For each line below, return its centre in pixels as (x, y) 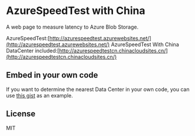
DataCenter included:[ (33, 50)
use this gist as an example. (40, 95)
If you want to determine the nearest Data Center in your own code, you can (98, 89)
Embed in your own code (52, 75)
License (21, 114)
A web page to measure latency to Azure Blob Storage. (72, 27)
